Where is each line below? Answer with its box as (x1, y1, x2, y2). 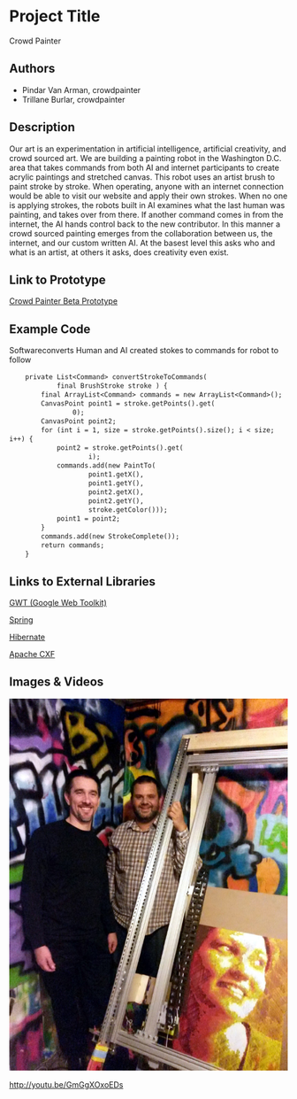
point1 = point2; (56, 515, 121, 523)
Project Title (9, 6, 101, 27)
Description (9, 120, 75, 135)
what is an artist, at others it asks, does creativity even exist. (9, 246, 230, 258)
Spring (9, 615, 34, 625)
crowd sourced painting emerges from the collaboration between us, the (9, 228, 273, 238)
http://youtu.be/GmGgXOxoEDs (9, 1079, 124, 1090)
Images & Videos (9, 675, 104, 690)
